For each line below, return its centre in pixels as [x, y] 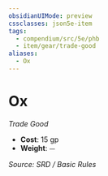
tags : [17, 31]
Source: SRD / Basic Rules [52, 164]
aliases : [23, 54]
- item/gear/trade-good [56, 46]
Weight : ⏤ [37, 148]
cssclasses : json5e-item [50, 24]
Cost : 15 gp [39, 140]
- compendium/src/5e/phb [58, 39]
